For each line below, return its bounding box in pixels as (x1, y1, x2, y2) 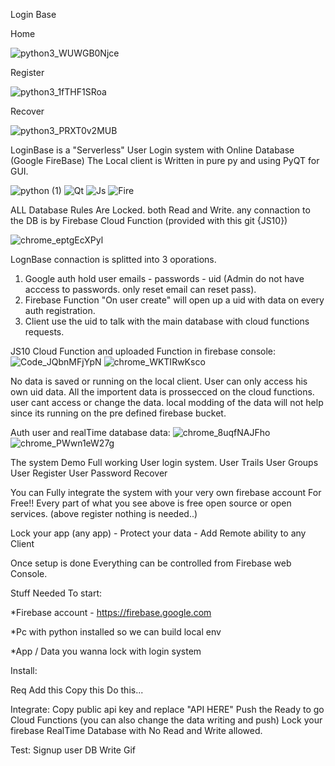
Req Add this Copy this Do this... (10, 684, 144, 696)
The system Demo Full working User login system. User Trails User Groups (10, 457, 319, 468)
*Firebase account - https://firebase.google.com (10, 607, 212, 618)
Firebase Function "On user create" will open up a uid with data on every (24, 294, 325, 306)
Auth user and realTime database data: (10, 427, 171, 438)
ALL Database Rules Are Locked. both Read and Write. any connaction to (10, 204, 311, 216)
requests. (24, 326, 65, 338)
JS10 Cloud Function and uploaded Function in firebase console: (10, 345, 277, 357)
